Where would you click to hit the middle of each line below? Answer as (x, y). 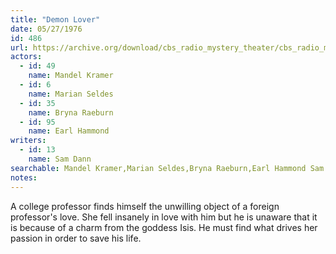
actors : (26, 57)
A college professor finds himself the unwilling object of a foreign (145, 206)
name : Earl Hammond (69, 131)
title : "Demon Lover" (55, 19)
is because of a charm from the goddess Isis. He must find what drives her (164, 227)
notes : (24, 177)
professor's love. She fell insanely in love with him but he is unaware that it (164, 217)
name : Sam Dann (60, 159)
